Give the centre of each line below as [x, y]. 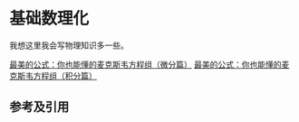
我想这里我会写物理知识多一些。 [69, 45]
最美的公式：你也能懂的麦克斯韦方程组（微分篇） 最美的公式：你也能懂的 [145, 64]
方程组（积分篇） [65, 75]
